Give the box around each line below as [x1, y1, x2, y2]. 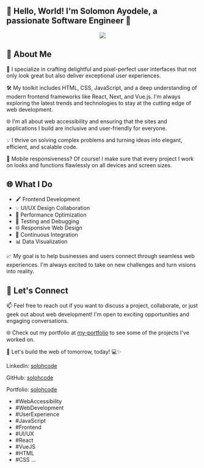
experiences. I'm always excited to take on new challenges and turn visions [6, 261, 197, 268]
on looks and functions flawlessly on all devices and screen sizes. [6, 161, 172, 168]
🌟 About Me [6, 49, 52, 60]
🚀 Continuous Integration [15, 231, 78, 239]
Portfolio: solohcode [6, 386, 57, 394]
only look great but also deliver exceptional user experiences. [6, 71, 161, 79]
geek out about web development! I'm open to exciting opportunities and [6, 311, 189, 318]
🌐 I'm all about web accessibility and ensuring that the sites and [6, 117, 167, 125]
